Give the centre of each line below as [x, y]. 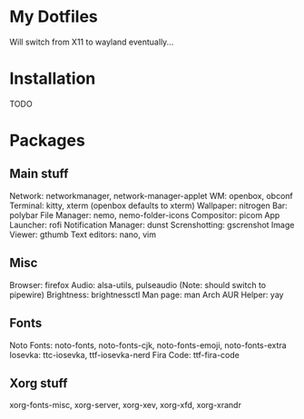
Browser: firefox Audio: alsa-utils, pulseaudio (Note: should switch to [137, 284]
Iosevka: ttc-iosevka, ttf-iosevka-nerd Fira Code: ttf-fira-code [125, 354]
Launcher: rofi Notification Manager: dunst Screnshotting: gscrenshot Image [152, 224]
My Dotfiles [54, 17]
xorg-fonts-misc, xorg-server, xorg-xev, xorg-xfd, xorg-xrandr [126, 405]
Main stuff [39, 174]
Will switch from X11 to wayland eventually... [92, 42]
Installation [53, 79]
